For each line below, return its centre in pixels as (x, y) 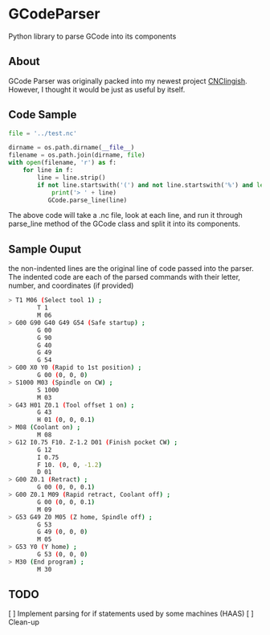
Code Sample (43, 115)
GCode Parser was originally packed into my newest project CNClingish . (128, 80)
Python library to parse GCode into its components (92, 36)
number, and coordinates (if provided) (71, 285)
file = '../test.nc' (43, 133)
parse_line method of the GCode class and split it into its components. (125, 224)
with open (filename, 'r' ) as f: (62, 163)
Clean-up (24, 622)
